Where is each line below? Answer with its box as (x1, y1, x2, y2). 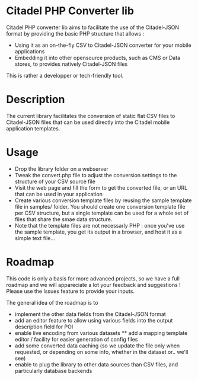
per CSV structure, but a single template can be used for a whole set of (14, 209, 189, 216)
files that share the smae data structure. (14, 215, 113, 223)
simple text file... (14, 234, 55, 241)
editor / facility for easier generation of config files (14, 336, 138, 343)
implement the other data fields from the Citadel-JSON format (14, 310, 166, 318)
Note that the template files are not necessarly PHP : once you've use (14, 222, 185, 229)
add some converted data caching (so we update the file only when (14, 342, 180, 349)
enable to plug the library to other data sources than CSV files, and (14, 360, 178, 368)
